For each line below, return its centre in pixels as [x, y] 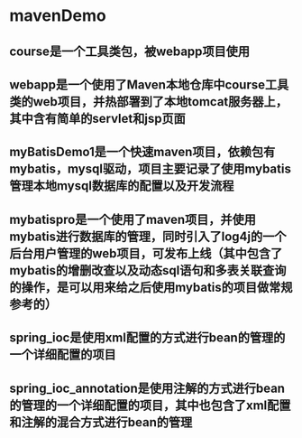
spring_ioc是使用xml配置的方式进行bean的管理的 [147, 338]
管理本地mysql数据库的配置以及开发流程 [122, 186]
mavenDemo [58, 16]
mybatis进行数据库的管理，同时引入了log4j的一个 [148, 236]
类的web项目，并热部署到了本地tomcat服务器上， [149, 102]
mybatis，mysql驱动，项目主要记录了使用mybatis [150, 169]
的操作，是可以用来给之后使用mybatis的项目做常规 [151, 287]
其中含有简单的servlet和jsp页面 [98, 118]
